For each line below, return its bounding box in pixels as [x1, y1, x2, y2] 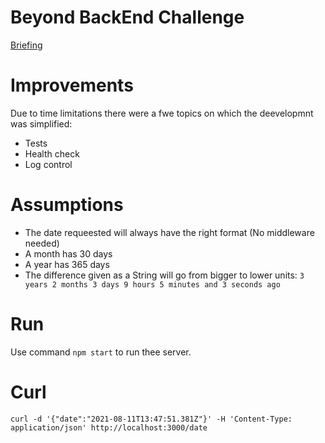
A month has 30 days [24, 247, 113, 260]
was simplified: [10, 117, 73, 130]
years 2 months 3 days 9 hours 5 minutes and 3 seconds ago [24, 279, 281, 290]
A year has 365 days [24, 258, 110, 270]
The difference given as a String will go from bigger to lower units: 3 [24, 269, 305, 281]
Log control [24, 158, 73, 170]
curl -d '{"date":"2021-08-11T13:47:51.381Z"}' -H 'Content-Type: [10, 414, 293, 424]
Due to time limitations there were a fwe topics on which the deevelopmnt [10, 107, 314, 119]
